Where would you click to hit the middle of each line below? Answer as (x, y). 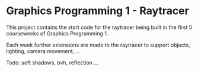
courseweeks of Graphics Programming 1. (57, 33)
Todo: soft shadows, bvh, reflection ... (52, 63)
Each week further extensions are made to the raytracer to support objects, (98, 45)
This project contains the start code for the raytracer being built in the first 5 (99, 27)
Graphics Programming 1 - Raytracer (98, 11)
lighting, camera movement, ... (43, 51)
